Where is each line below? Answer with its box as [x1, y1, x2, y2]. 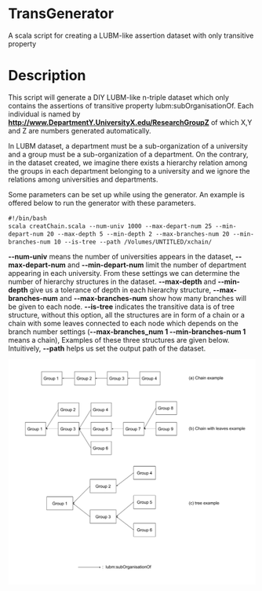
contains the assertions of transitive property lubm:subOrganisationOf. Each [8, 101, 254, 110]
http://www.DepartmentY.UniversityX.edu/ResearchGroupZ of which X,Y [8, 117, 253, 127]
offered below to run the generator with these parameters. [8, 198, 196, 207]
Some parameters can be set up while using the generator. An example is [8, 189, 246, 199]
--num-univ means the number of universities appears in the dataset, [8, 251, 234, 261]
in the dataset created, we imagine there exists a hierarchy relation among [8, 158, 248, 167]
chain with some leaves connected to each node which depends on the [8, 318, 239, 328]
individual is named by [8, 109, 81, 119]
